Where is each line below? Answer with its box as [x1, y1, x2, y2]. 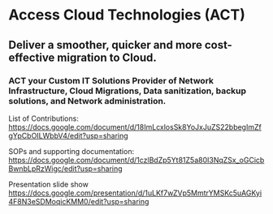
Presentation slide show [8, 179, 89, 189]
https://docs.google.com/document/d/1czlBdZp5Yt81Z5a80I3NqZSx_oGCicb [8, 155, 265, 165]
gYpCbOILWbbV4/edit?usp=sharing [8, 131, 128, 140]
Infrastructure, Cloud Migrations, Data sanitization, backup [8, 85, 246, 96]
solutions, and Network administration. [8, 95, 167, 106]
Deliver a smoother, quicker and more [8, 38, 203, 52]
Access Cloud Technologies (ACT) [8, 6, 246, 24]
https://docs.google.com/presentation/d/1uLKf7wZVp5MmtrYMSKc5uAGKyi [8, 188, 262, 198]
